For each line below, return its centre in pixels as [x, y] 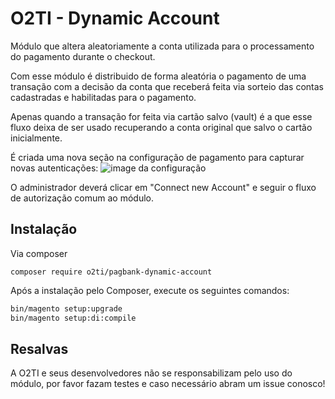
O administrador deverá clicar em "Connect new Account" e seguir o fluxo [163, 187]
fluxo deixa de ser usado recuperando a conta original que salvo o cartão [161, 127]
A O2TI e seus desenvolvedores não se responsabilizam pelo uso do [151, 373]
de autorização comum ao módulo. [82, 198]
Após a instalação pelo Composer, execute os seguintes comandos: [150, 290]
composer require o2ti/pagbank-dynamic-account [111, 272]
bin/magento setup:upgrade [66, 308]
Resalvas [39, 348]
